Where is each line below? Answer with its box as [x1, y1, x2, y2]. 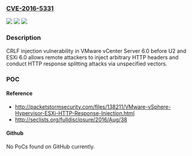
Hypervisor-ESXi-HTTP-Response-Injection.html [14, 109, 135, 116]
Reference [6, 90, 33, 97]
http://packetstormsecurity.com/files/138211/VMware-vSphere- [14, 103, 172, 110]
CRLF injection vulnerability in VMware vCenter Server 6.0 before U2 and [6, 47, 187, 55]
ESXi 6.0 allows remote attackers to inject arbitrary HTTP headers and [6, 53, 179, 61]
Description [6, 34, 41, 42]
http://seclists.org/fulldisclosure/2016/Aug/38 [14, 116, 127, 123]
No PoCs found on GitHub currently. [6, 143, 95, 150]
